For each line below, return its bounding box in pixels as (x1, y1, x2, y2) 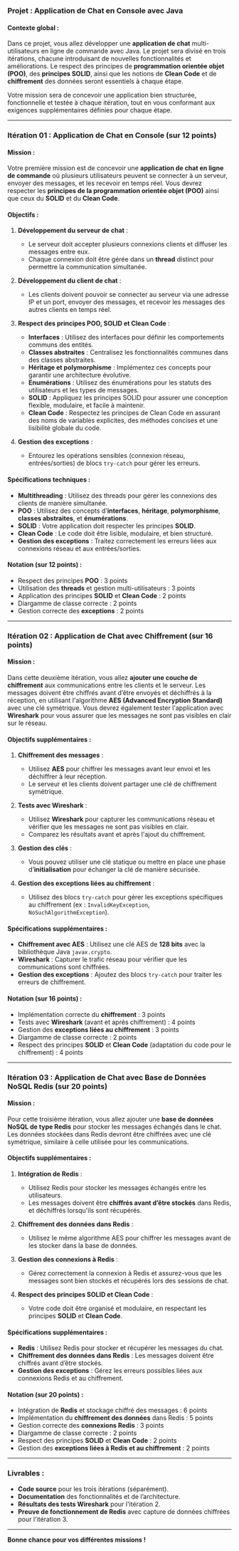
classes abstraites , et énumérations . (17, 513, 128, 522)
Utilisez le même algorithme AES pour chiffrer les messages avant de (28, 1233, 231, 1242)
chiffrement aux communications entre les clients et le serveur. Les (7, 681, 206, 689)
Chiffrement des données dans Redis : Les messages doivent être (17, 1352, 215, 1360)
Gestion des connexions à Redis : (17, 1255, 119, 1263)
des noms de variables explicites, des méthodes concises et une (28, 416, 218, 425)
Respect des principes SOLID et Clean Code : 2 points (17, 1436, 177, 1445)
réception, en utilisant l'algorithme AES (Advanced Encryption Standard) (7, 696, 223, 704)
